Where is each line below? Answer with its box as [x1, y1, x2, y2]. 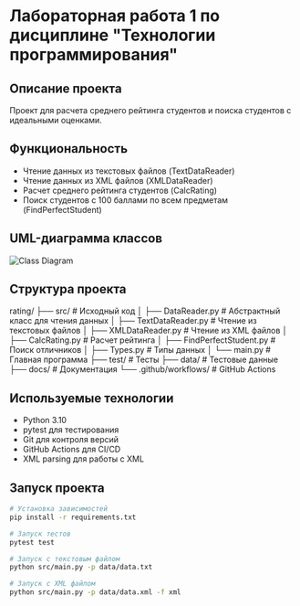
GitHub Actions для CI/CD [22, 444, 121, 455]
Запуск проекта [9, 480, 105, 495]
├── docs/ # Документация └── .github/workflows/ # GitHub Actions [9, 364, 276, 375]
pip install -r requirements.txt [9, 513, 137, 522]
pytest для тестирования [22, 424, 119, 435]
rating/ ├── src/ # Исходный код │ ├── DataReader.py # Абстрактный [9, 305, 281, 316]
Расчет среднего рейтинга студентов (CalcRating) [22, 185, 217, 196]
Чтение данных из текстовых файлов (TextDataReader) [22, 165, 235, 176]
